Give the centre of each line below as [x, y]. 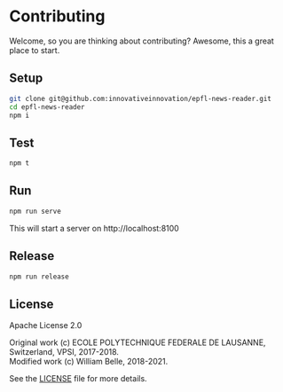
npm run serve [35, 211]
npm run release [39, 277]
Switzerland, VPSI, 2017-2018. [64, 352]
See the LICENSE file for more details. [79, 379]
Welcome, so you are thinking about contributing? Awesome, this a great [142, 41]
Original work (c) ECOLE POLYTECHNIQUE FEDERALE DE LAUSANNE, [138, 342]
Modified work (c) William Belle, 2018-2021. [89, 362]
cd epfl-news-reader [47, 107]
